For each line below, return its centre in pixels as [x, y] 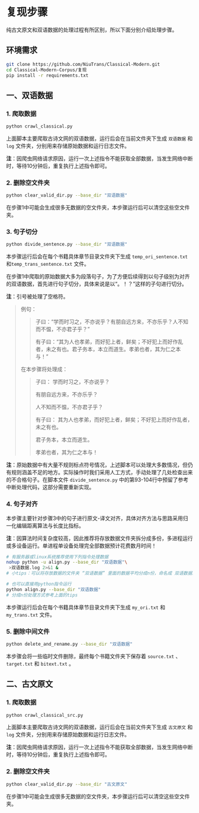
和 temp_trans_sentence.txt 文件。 [48, 264]
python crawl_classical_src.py [45, 715]
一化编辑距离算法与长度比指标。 [45, 525]
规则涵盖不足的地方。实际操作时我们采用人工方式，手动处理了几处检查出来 [102, 472]
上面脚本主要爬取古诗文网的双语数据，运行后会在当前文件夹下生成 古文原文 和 [99, 727]
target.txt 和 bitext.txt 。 [40, 663]
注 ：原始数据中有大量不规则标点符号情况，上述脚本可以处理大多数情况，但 [97, 465]
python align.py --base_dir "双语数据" [54, 589]
